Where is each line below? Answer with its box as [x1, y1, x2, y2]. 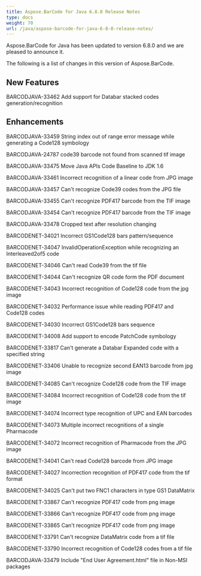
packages [6, 563, 31, 570]
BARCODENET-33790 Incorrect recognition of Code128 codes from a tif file [6, 545, 193, 552]
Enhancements [6, 117, 64, 127]
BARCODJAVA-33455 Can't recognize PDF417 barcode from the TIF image [6, 197, 191, 204]
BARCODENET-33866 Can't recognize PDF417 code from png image [6, 510, 175, 517]
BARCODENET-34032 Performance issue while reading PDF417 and [6, 303, 174, 310]
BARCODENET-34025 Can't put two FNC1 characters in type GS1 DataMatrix [6, 487, 195, 494]
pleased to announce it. [6, 49, 65, 56]
